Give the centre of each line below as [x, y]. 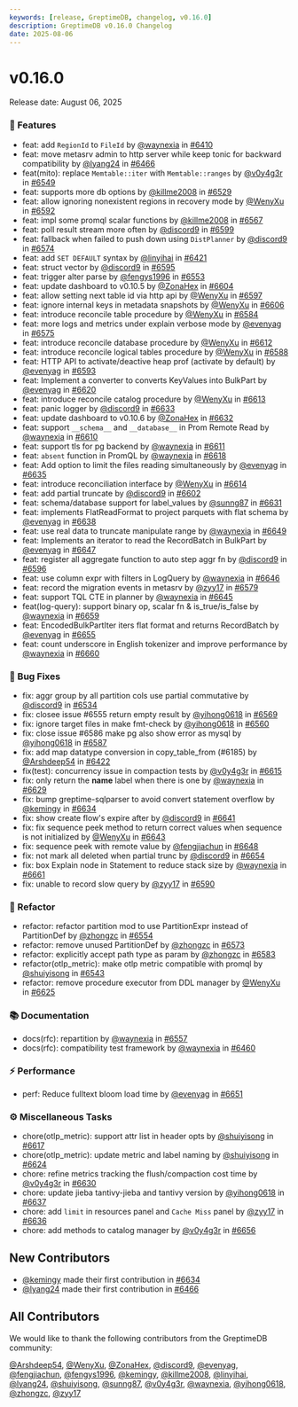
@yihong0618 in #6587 [64, 742]
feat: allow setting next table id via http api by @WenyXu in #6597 [142, 295]
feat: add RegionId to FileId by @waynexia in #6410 [118, 145]
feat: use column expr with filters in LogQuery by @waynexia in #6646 [151, 578]
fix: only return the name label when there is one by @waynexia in [143, 780]
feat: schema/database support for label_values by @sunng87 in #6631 [152, 503]
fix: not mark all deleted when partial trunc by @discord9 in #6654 [143, 856]
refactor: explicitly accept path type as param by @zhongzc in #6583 [149, 955]
